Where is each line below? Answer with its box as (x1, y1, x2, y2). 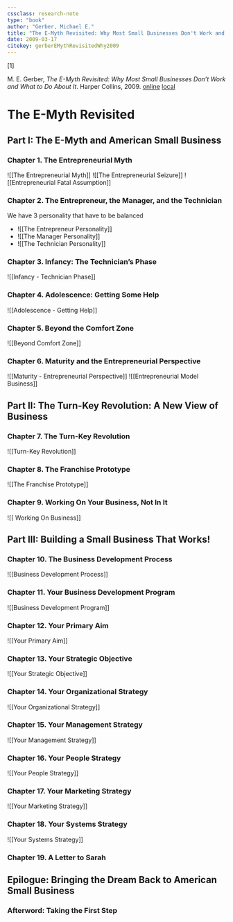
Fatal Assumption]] (57, 178, 112, 186)
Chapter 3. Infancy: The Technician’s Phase (7, 257, 157, 267)
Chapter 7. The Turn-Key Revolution (7, 431, 130, 441)
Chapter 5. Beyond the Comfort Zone (7, 323, 134, 333)
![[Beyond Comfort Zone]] (7, 339, 81, 347)
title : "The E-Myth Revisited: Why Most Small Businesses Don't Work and (7, 29, 225, 37)
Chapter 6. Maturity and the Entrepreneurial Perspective (7, 356, 201, 365)
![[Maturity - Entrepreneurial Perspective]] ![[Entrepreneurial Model (7, 372, 199, 381)
